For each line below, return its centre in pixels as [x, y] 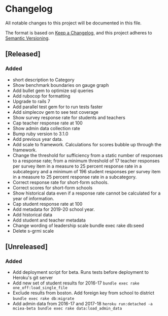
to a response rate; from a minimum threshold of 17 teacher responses [86, 161]
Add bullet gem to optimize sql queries [53, 90]
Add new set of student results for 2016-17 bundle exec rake [76, 283]
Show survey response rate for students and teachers [69, 117]
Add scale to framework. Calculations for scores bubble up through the [87, 144]
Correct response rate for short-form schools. [61, 182]
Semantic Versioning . [27, 38]
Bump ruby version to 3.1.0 [40, 134]
